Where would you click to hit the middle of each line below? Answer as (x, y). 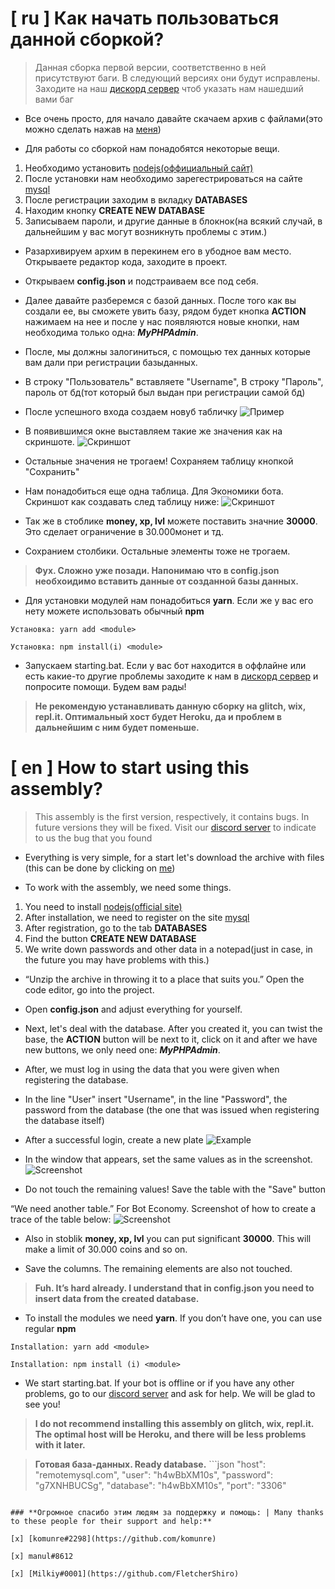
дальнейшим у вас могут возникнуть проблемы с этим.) (146, 231)
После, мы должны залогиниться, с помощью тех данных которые (168, 351)
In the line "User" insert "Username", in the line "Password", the (156, 1099)
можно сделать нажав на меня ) (93, 129)
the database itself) (64, 1120)
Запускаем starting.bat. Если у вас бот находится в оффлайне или (165, 665)
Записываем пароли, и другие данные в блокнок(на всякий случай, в (173, 221)
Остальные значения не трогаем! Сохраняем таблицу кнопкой (159, 461)
